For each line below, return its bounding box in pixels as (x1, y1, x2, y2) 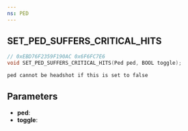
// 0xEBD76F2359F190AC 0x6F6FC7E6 (7, 53, 106, 60)
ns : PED (7, 10, 29, 17)
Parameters (7, 90, 58, 102)
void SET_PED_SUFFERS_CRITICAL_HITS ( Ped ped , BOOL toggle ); (7, 59, 183, 67)
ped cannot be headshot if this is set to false (7, 72, 148, 79)
